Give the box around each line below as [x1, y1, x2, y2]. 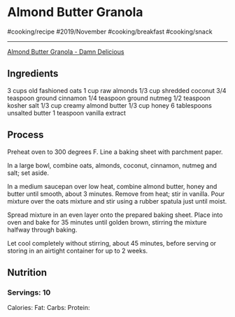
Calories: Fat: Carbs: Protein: [7, 304, 90, 312]
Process [7, 129, 44, 141]
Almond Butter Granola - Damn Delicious [7, 47, 124, 56]
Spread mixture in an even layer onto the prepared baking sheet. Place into [7, 211, 223, 219]
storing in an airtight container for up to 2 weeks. [7, 246, 148, 255]
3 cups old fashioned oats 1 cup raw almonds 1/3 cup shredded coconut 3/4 [7, 86, 227, 94]
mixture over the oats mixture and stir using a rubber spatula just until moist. [7, 197, 227, 205]
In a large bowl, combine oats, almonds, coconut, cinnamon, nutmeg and [7, 161, 217, 169]
